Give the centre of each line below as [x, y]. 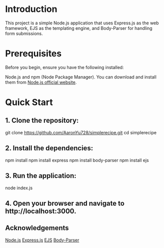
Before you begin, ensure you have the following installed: [65, 67]
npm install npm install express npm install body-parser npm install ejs [77, 160]
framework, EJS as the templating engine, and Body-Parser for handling [79, 28]
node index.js [19, 188]
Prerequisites [34, 54]
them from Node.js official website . [41, 82]
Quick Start [29, 102]
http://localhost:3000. [41, 211]
